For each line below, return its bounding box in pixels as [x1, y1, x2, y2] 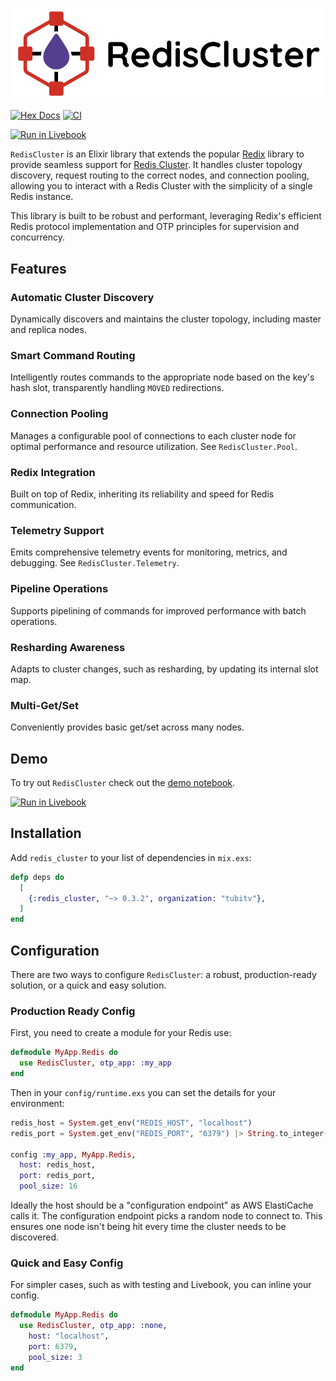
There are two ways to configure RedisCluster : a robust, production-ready [10, 969, 317, 981]
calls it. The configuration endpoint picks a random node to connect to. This [10, 1210, 323, 1222]
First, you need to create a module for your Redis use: [10, 1027, 232, 1039]
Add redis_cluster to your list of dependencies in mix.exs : [10, 851, 252, 863]
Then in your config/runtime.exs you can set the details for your [10, 1086, 277, 1098]
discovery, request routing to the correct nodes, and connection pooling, [10, 169, 310, 182]
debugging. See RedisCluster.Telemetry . [10, 557, 180, 569]
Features [10, 260, 67, 277]
